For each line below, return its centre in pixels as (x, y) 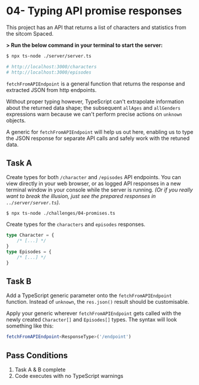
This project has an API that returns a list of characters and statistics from (96, 27)
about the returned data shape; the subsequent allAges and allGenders (94, 107)
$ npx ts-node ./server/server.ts (49, 56)
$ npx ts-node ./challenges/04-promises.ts (61, 214)
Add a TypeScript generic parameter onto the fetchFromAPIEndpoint (89, 295)
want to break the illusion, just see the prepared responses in (81, 196)
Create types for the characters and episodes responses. (76, 224)
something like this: (30, 326)
